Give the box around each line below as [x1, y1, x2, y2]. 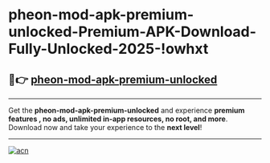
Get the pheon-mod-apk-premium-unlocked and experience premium [8, 106, 245, 115]
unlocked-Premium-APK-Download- [8, 22, 257, 41]
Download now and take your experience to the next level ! [8, 123, 202, 132]
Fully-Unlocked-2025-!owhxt [8, 40, 209, 58]
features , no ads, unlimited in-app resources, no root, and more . [8, 114, 228, 124]
